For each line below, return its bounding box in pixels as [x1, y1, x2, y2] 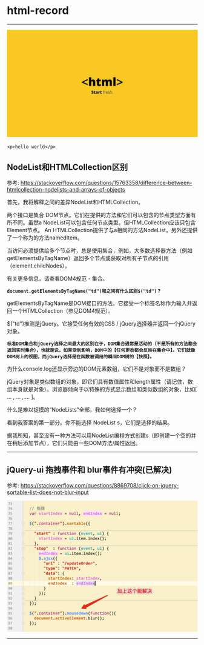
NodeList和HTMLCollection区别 [7, 162, 128, 172]
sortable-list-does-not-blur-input [7, 489, 90, 496]
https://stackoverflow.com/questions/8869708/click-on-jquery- [20, 482, 179, 489]
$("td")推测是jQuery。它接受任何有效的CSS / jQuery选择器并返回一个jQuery [7, 320, 196, 327]
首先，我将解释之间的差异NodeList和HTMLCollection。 [7, 198, 144, 206]
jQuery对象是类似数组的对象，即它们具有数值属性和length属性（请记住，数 [7, 378, 193, 386]
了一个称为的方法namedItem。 [7, 234, 83, 241]
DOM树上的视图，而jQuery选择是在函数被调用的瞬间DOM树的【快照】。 [7, 354, 155, 360]
